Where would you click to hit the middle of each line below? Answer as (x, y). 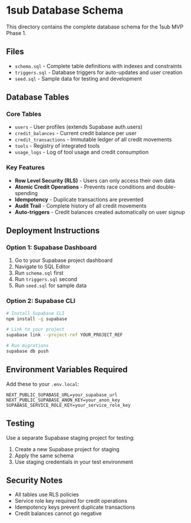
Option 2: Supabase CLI (41, 301)
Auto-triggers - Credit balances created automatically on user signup (100, 212)
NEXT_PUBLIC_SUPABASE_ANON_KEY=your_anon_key (63, 400)
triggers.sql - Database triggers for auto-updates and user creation (98, 72)
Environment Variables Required (67, 370)
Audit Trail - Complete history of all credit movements (80, 206)
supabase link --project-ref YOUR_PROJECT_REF (64, 335)
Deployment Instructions (53, 231)
